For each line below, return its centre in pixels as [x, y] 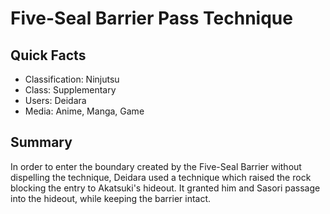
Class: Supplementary [70, 90]
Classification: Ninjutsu [72, 79]
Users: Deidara [55, 100]
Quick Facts [48, 55]
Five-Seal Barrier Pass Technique [151, 18]
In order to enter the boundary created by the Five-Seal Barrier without [156, 166]
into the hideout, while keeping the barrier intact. [111, 198]
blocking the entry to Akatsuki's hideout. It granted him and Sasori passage [165, 188]
